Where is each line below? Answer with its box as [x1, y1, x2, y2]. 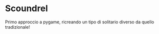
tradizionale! [5, 24, 30, 30]
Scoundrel [5, 3, 48, 14]
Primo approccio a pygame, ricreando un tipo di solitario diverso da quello [5, 19, 154, 25]
